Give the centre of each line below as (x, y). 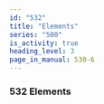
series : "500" (36, 34)
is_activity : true (44, 43)
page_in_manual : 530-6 (52, 60)
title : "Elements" (44, 26)
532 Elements (40, 91)
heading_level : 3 (42, 52)
